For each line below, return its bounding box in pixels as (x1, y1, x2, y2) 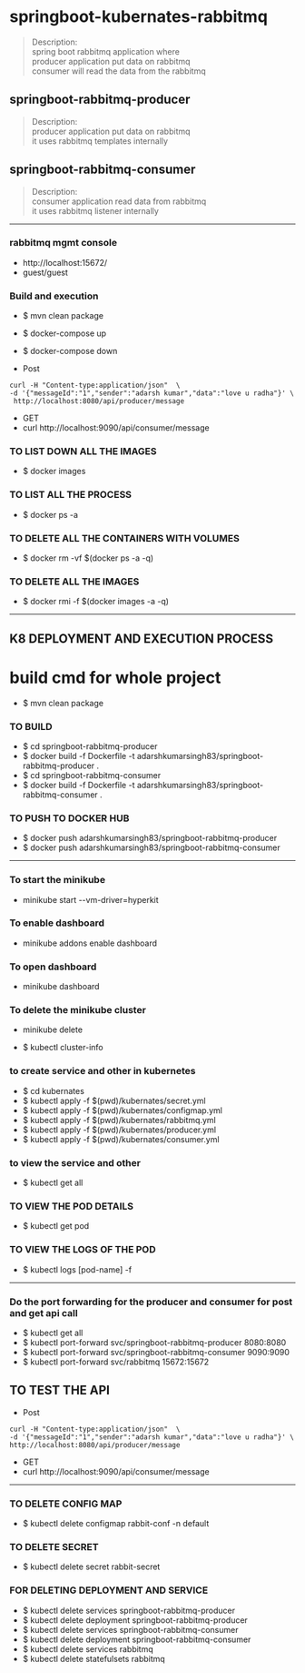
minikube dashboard (22, 981, 100, 992)
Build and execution (9, 289, 99, 302)
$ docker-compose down (22, 346, 118, 357)
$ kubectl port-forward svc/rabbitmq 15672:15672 (22, 1356, 210, 1367)
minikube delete (22, 1024, 84, 1035)
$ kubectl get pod (22, 1221, 90, 1232)
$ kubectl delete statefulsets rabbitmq (22, 1653, 165, 1664)
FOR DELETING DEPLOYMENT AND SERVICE (9, 1584, 209, 1597)
